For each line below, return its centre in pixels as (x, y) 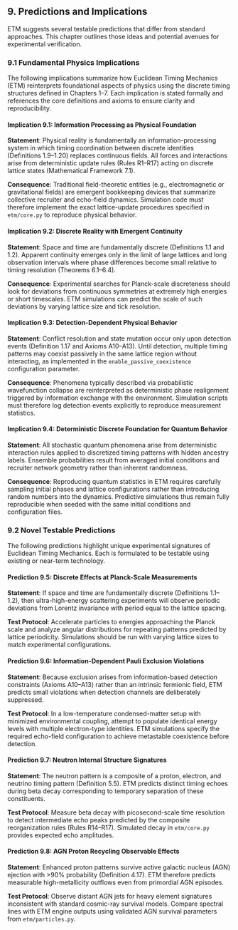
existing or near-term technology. (56, 561)
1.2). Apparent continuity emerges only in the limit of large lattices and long (117, 254)
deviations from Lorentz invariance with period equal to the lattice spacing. (117, 608)
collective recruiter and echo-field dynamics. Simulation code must (106, 200)
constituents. (27, 798)
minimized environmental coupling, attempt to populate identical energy (113, 721)
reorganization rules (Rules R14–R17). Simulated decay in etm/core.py (109, 827)
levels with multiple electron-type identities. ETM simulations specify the (114, 728)
